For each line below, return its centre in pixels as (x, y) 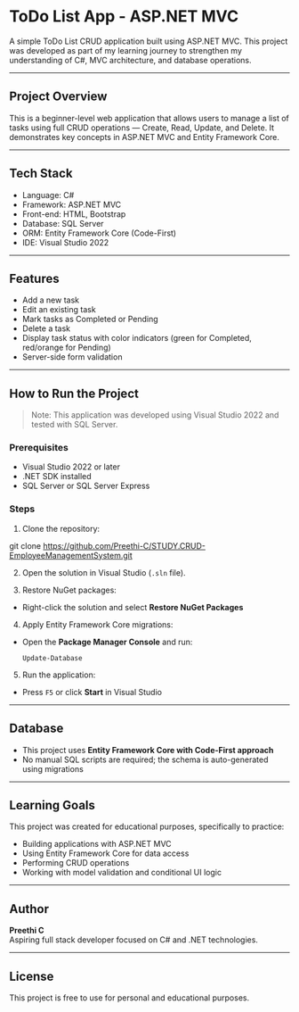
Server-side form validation (72, 357)
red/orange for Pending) (66, 348)
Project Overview (58, 97)
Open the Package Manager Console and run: (107, 642)
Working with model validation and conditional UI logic (122, 873)
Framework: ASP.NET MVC (72, 204)
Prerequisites (39, 448)
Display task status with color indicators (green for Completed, (137, 338)
